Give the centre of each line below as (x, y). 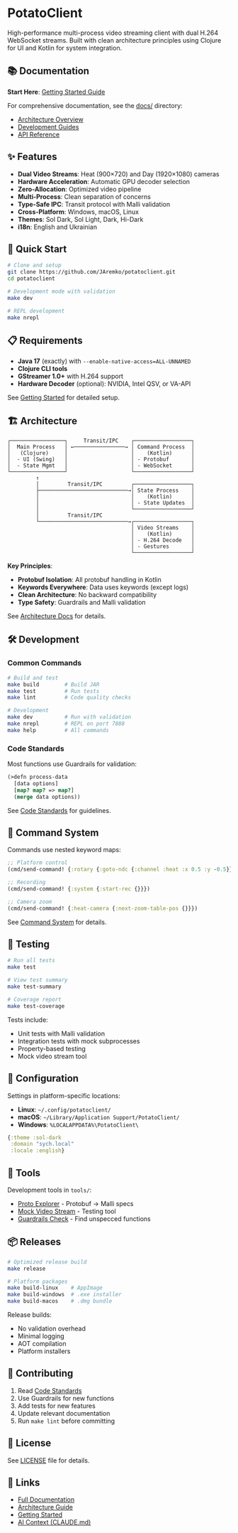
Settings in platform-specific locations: (64, 1095)
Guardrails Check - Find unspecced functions (84, 1219)
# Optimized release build (47, 1262)
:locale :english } (38, 1151)
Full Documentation (46, 1500)
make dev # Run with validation (69, 717)
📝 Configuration (43, 1079)
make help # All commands (58, 730)
